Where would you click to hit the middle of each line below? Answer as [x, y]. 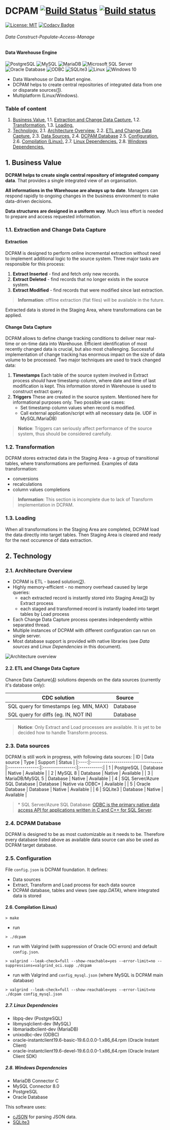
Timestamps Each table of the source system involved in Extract [80, 375]
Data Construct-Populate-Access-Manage [50, 37]
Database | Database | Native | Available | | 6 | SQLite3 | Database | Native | [84, 789]
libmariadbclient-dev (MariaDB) [45, 1029]
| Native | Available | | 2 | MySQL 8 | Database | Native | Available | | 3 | [79, 773]
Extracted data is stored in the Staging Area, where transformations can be [83, 310]
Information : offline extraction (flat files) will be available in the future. [91, 300]
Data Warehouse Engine [31, 52]
